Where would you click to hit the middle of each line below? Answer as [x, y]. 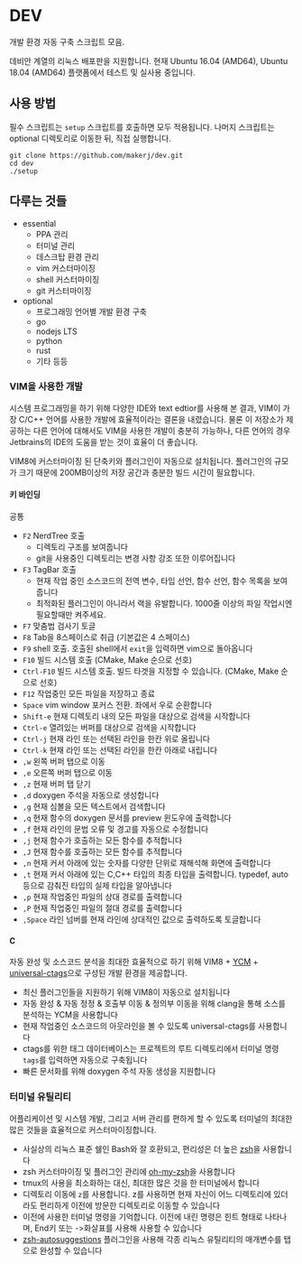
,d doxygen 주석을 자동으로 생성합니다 [91, 795]
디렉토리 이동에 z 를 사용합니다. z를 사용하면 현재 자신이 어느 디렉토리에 [147, 1194]
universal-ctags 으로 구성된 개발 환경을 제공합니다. [98, 973]
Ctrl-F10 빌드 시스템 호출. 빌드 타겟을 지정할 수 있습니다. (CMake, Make [151, 671]
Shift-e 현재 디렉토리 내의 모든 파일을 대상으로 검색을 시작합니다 [136, 716]
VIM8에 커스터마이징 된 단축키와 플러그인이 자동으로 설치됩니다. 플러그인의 [141, 460]
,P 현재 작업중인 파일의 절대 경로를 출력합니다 [102, 908]
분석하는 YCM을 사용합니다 [70, 1015]
